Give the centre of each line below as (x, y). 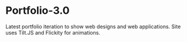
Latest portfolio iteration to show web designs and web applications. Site (93, 26)
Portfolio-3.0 (38, 11)
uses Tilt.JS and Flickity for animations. (53, 32)
